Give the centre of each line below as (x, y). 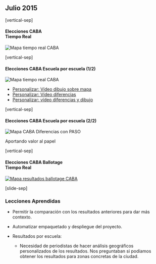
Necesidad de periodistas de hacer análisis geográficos (77, 246)
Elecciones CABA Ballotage (34, 162)
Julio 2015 (22, 8)
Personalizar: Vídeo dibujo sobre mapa (52, 89)
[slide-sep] (16, 188)
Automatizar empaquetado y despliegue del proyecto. (67, 226)
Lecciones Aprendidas (33, 201)
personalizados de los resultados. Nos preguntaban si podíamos (85, 251)
